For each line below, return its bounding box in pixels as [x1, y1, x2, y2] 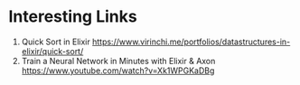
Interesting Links [8, 6, 137, 27]
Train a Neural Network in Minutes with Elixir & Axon [21, 55, 216, 66]
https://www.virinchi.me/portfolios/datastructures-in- [92, 36, 291, 47]
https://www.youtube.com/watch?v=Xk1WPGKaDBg [21, 65, 215, 76]
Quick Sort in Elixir [21, 36, 91, 47]
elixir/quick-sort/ [21, 45, 84, 56]
